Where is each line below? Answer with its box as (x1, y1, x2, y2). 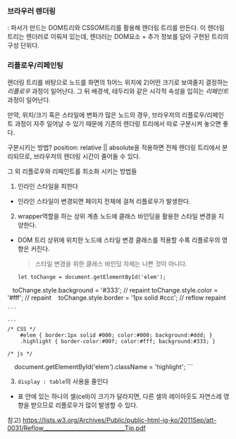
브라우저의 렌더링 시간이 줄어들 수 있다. (33, 152, 141, 160)
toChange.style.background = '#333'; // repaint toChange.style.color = (12, 285, 218, 294)
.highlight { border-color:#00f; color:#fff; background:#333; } (20, 338, 216, 345)
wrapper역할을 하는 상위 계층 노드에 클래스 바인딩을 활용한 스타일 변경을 (17, 211, 217, 220)
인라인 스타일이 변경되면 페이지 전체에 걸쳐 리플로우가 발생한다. (17, 197, 192, 205)
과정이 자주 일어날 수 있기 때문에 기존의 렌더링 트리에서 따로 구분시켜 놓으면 (14, 119, 222, 128)
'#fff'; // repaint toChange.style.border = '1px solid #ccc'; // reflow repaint (7, 293, 227, 302)
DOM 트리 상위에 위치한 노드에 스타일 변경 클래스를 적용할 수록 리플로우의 (17, 235, 221, 244)
